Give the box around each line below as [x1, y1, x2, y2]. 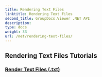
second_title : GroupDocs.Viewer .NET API [5, 16, 90, 21]
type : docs [5, 25, 27, 30]
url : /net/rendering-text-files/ [5, 34, 73, 39]
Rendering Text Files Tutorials [5, 51, 97, 60]
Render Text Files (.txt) [5, 66, 60, 73]
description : [5, 20, 32, 26]
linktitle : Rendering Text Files [5, 12, 73, 16]
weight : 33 [5, 29, 27, 34]
